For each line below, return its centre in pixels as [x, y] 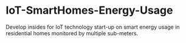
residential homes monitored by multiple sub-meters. [72, 33]
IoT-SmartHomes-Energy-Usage [89, 10]
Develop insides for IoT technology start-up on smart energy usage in [93, 27]
